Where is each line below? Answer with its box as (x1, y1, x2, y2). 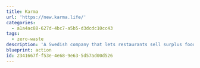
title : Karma (6, 8, 39, 15)
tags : (6, 31, 20, 37)
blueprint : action (6, 47, 52, 53)
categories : (6, 20, 36, 25)
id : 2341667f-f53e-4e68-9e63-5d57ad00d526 (6, 53, 113, 59)
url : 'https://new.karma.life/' (6, 14, 86, 20)
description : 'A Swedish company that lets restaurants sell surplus (6, 42, 183, 48)
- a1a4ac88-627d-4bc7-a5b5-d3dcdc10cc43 (11, 25, 113, 31)
